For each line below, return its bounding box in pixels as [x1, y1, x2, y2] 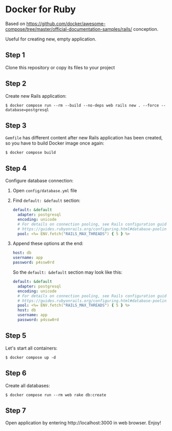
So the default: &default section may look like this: [12, 269, 123, 275]
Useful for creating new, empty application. [5, 36, 96, 42]
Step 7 [5, 406, 27, 415]
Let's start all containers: [5, 345, 58, 351]
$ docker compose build [5, 150, 56, 155]
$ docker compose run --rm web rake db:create [5, 392, 106, 398]
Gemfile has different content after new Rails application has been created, [5, 135, 163, 141]
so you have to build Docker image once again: [5, 140, 104, 147]
